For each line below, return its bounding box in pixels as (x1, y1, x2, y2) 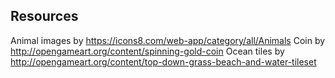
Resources (10, 8, 79, 25)
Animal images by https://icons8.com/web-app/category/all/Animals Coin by (10, 34, 326, 46)
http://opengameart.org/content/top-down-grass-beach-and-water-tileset (10, 55, 317, 68)
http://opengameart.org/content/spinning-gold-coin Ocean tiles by (10, 45, 285, 57)
